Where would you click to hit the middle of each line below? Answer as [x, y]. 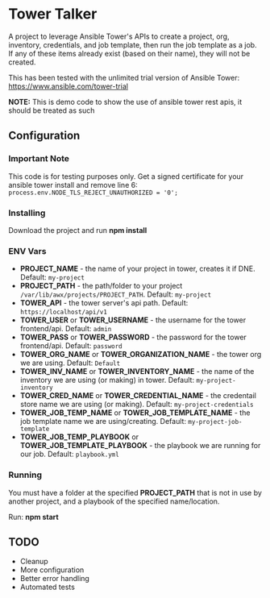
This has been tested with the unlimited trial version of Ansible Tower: [124, 77]
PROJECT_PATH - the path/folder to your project [101, 286]
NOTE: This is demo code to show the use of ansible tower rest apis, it [125, 102]
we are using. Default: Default [70, 363]
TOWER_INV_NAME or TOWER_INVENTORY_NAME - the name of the [137, 372]
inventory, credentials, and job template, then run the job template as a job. [133, 44]
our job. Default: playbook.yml [69, 454]
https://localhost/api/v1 [63, 312]
